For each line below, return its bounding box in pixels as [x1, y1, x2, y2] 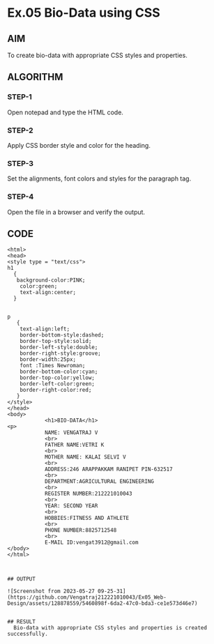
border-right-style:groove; [20, 350, 101, 357]
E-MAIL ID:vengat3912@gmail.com [44, 539, 139, 546]
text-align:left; [20, 325, 70, 332]
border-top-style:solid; [20, 338, 92, 345]
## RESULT [7, 618, 36, 625]
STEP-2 [7, 125, 33, 135]
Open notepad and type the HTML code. [7, 108, 124, 116]
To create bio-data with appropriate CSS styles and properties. [7, 51, 188, 59]
